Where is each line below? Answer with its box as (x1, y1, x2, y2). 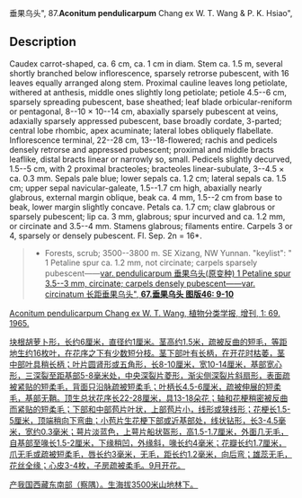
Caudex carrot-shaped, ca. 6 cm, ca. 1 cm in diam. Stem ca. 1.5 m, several (9, 58, 283, 69)
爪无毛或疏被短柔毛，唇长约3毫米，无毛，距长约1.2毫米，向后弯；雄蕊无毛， (9, 449, 292, 459)
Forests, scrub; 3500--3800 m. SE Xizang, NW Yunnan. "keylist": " (44, 247, 292, 258)
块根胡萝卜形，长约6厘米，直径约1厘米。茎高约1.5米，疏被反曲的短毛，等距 (9, 336, 288, 347)
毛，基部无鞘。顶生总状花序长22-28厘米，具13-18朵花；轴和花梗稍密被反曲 (9, 392, 289, 403)
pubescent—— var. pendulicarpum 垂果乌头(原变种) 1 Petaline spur (44, 268, 291, 279)
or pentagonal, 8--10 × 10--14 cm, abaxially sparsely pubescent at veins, (9, 106, 279, 117)
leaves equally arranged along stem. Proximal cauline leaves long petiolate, (9, 77, 288, 88)
